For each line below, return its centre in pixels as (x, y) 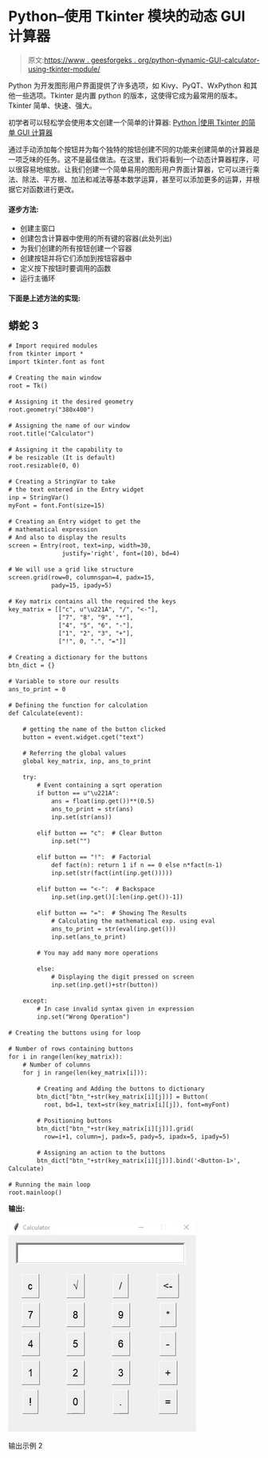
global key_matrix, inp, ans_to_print (87, 761)
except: (35, 1001)
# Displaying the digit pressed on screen (122, 977)
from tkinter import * (46, 354)
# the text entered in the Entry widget (77, 489)
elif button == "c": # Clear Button (99, 833)
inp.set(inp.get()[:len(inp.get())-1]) (117, 897)
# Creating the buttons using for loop (75, 1033)
